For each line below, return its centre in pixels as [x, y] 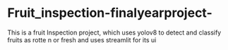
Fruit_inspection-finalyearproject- [110, 13]
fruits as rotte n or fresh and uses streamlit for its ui [82, 39]
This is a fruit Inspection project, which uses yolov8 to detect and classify [114, 32]
